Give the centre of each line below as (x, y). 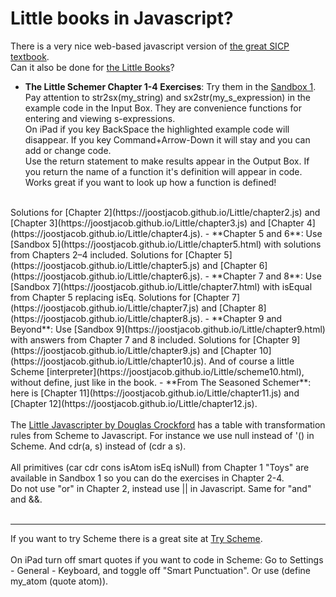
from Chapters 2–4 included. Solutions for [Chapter (116, 254)
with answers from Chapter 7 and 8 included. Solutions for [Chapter (150, 339)
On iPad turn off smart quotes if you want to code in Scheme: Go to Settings (167, 559)
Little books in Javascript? (122, 18)
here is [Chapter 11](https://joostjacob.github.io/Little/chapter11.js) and (155, 393)
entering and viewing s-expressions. (100, 118)
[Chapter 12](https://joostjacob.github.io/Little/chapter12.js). (134, 403)
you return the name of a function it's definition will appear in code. (163, 171)
